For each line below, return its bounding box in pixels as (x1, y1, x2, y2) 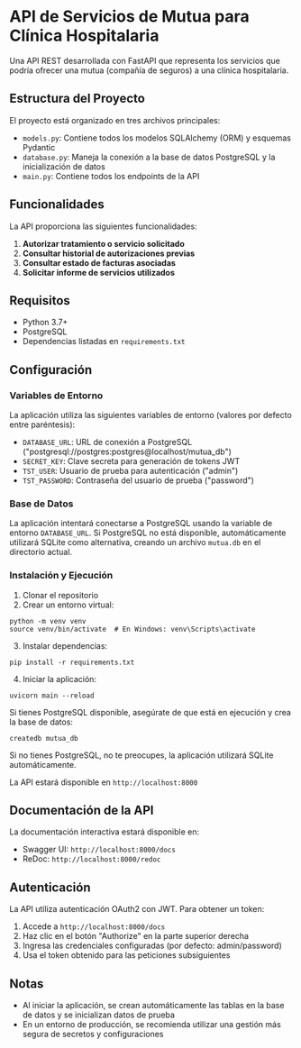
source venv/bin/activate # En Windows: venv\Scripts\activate (9, 624, 256, 633)
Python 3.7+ (22, 317, 68, 328)
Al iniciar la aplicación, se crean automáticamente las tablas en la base (22, 1000, 285, 1011)
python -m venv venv (9, 616, 87, 625)
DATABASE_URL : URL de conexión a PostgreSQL (22, 437, 193, 448)
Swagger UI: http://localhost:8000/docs (22, 844, 176, 855)
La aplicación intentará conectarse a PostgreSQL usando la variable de (9, 518, 273, 529)
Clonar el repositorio (22, 589, 99, 600)
